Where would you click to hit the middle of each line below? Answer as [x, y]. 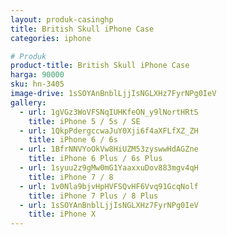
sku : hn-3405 [37, 84]
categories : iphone [51, 38]
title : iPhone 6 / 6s [73, 140]
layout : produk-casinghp [62, 19]
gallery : [28, 102]
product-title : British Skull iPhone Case [100, 66]
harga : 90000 [37, 75]
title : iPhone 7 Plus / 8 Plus [93, 196]
